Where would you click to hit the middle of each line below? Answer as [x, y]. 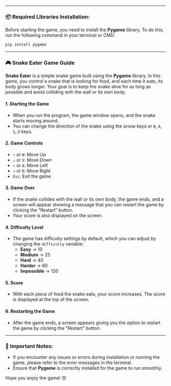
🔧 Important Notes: [29, 346]
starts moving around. [36, 120]
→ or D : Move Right [32, 171]
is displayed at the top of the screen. [51, 300]
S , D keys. [22, 131]
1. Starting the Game [27, 104]
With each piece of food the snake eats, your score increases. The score [89, 294]
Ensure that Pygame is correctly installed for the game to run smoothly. [88, 368]
